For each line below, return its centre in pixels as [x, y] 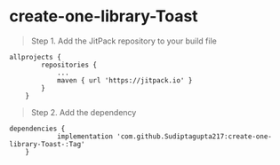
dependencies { [37, 129]
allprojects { [36, 57]
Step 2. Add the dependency [84, 112]
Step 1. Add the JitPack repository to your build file [124, 41]
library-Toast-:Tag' [48, 144]
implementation [85, 136]
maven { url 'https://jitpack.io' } [124, 80]
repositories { [69, 65]
